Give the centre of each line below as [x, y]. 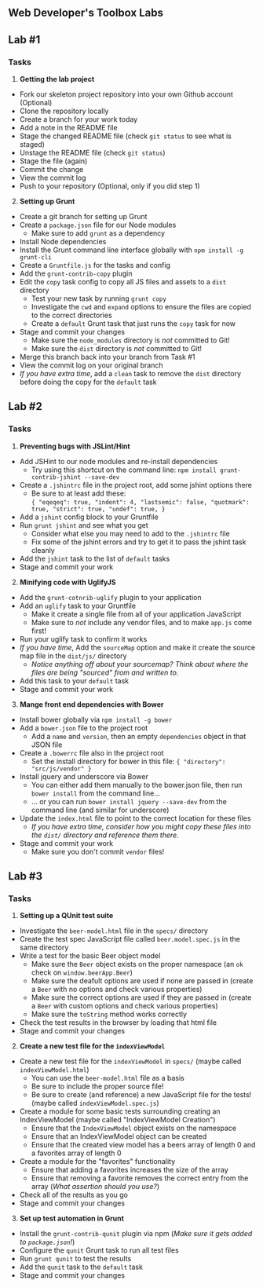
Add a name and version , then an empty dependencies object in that [139, 736]
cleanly [43, 550]
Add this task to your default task [74, 681]
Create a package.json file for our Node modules [98, 225]
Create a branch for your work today [79, 119]
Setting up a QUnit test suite [66, 916]
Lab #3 [26, 876]
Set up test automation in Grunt [71, 1218]
